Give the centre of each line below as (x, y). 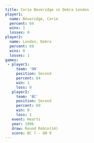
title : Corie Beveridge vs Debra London (47, 10)
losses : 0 (19, 32)
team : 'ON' (27, 69)
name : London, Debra (31, 42)
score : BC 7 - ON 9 (31, 133)
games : (12, 60)
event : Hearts (26, 119)
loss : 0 (24, 87)
